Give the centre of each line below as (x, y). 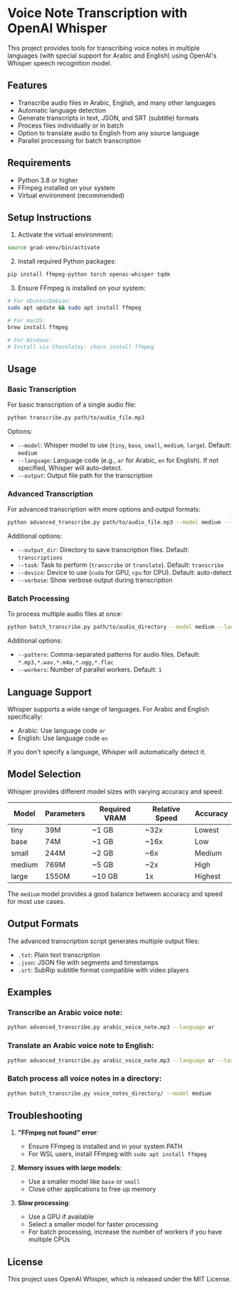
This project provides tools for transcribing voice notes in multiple (104, 48)
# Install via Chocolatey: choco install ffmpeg (81, 347)
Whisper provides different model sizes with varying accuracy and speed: (116, 791)
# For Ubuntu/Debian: (39, 301)
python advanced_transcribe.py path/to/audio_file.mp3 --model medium (114, 522)
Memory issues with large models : (70, 1168)
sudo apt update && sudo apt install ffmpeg (74, 308)
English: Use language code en (63, 738)
